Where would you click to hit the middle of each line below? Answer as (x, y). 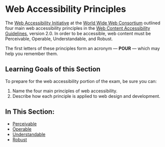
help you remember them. (32, 54)
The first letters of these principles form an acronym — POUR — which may (82, 48)
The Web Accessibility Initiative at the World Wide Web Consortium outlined (83, 23)
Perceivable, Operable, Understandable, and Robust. (59, 39)
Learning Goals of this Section (53, 69)
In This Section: (30, 112)
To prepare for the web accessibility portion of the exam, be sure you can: (81, 81)
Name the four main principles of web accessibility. (65, 91)
